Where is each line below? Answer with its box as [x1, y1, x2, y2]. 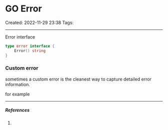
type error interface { [5, 43, 55, 48]
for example [5, 91, 30, 97]
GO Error [5, 3, 42, 14]
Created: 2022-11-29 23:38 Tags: [5, 19, 74, 25]
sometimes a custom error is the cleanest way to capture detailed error [5, 76, 151, 82]
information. [5, 81, 30, 87]
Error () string [14, 48, 46, 53]
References [5, 107, 30, 113]
